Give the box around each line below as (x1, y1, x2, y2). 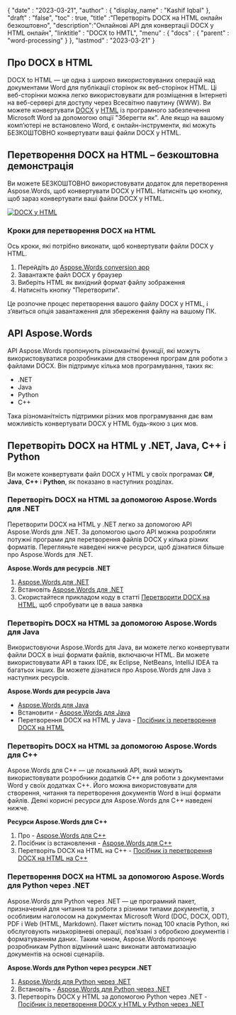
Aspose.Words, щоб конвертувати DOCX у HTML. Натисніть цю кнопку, (7, 186, 223, 195)
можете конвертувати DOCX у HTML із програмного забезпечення (7, 106, 210, 114)
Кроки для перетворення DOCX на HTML (7, 225, 156, 235)
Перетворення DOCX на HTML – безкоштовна (7, 149, 219, 161)
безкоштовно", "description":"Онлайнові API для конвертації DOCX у (7, 21, 214, 29)
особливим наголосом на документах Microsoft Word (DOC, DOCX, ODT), (7, 912, 230, 921)
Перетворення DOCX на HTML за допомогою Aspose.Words (7, 872, 225, 881)
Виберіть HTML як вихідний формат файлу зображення (17, 278, 186, 286)
